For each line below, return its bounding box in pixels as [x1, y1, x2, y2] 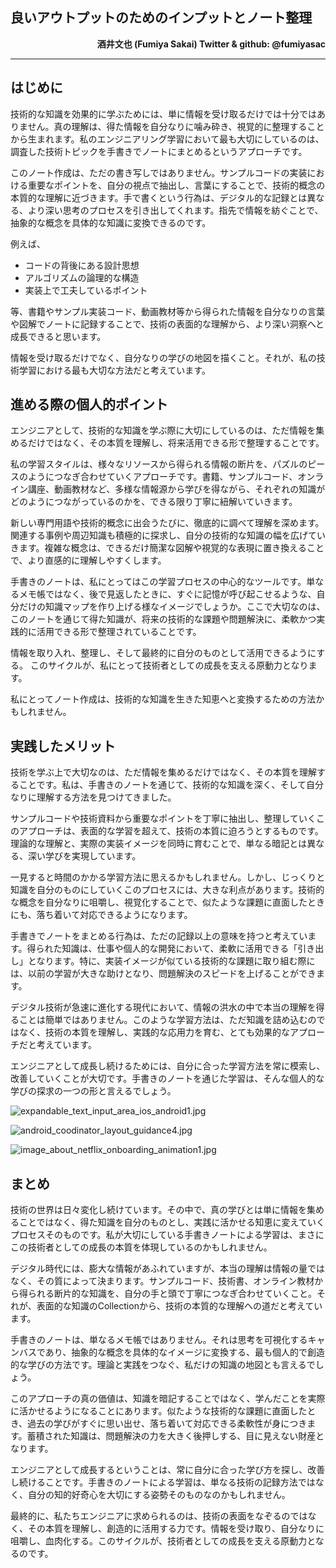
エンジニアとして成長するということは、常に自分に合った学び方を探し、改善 [10, 1464, 326, 1476]
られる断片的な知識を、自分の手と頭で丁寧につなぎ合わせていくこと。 [27, 1288, 317, 1300]
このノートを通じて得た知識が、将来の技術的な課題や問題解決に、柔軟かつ [10, 613, 317, 625]
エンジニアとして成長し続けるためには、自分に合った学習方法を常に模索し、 [10, 1060, 326, 1072]
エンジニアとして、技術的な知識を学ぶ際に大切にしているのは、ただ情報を [10, 424, 317, 437]
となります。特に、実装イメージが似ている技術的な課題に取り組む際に [27, 955, 316, 967]
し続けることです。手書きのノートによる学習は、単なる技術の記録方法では [10, 1476, 316, 1488]
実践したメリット [10, 738, 116, 755]
